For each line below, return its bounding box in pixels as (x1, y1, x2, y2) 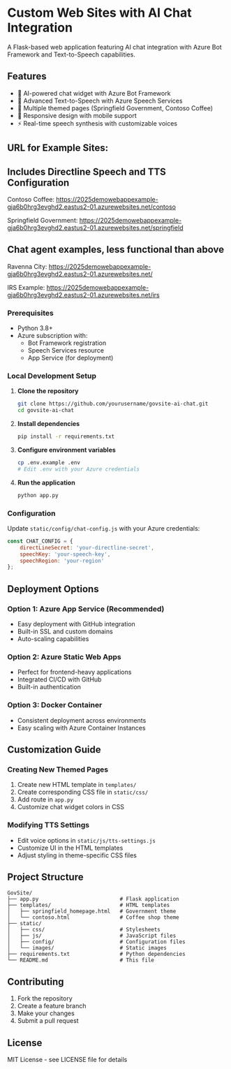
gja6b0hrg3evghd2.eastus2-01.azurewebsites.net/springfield (7, 223, 184, 232)
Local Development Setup (7, 371, 96, 381)
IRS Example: (7, 283, 45, 291)
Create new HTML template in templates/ (17, 781, 137, 789)
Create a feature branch (17, 1002, 87, 1010)
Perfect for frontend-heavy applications (17, 668, 132, 677)
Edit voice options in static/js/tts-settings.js (17, 836, 156, 844)
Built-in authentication (17, 683, 82, 691)
